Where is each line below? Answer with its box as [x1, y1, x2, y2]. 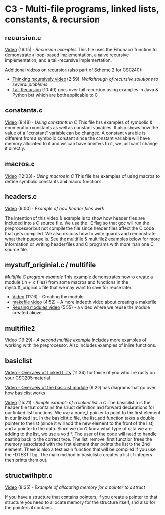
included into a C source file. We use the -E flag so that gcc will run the [5, 221, 149, 226]
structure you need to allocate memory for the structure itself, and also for [5, 499, 156, 505]
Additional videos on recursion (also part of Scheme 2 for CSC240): [5, 67, 143, 73]
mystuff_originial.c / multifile [5, 260, 96, 269]
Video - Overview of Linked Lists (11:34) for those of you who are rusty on [5, 369, 155, 375]
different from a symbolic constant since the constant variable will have [5, 135, 150, 141]
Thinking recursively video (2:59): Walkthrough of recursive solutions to [12, 76, 159, 82]
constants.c [5, 106, 43, 114]
